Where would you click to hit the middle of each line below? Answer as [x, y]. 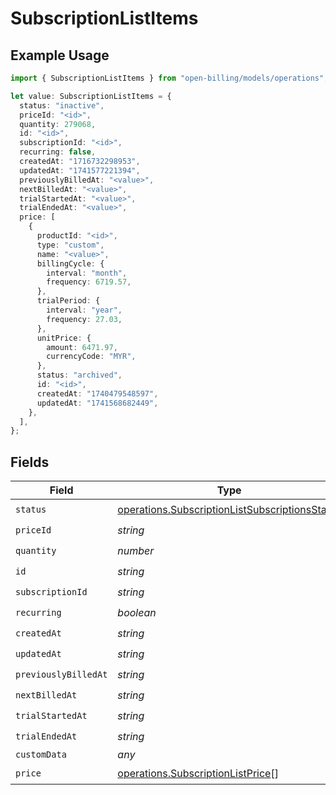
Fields [30, 462]
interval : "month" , [87, 273]
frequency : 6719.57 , [89, 282]
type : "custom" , [70, 245]
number [136, 550]
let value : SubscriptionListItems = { [91, 96]
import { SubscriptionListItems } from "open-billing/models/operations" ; [169, 78]
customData [41, 755]
